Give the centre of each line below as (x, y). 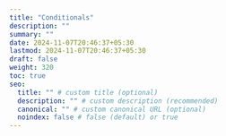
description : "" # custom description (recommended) (118, 101)
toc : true (28, 76)
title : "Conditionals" (52, 17)
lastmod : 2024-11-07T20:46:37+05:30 (78, 51)
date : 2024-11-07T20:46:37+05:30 (72, 42)
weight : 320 (31, 68)
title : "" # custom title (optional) (88, 92)
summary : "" (31, 34)
